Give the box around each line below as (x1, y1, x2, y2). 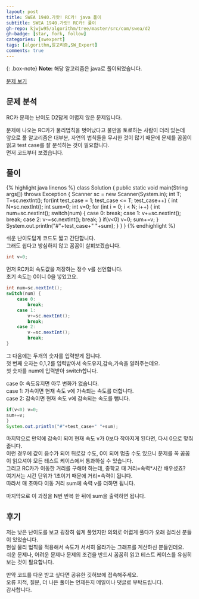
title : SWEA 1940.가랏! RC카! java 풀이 (6, 14, 102, 20)
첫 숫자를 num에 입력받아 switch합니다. (6, 367, 98, 374)
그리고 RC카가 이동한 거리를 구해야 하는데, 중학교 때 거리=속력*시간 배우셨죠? (6, 464, 186, 472)
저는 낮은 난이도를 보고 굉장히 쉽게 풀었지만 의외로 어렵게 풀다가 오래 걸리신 (6, 528, 181, 536)
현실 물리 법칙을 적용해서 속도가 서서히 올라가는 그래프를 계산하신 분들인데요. (6, 543, 185, 551)
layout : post (6, 8, 39, 15)
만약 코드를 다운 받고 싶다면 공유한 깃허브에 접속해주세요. (6, 572, 138, 579)
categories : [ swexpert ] (6, 36, 66, 42)
